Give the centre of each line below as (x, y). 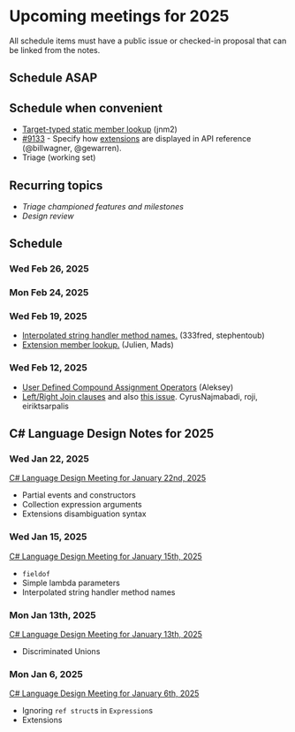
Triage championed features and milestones (102, 206)
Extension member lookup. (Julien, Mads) (98, 345)
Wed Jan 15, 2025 (48, 537)
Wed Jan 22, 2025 (49, 459)
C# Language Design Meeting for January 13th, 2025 (106, 635)
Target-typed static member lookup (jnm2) (100, 129)
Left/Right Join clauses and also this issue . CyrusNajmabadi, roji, (140, 396)
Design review (48, 216)
